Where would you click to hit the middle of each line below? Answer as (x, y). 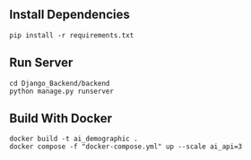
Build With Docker (61, 118)
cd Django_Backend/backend (60, 83)
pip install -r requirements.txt (72, 35)
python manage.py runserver (62, 91)
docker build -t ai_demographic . (74, 139)
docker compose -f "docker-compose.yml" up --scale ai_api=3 (126, 147)
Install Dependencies (69, 15)
